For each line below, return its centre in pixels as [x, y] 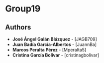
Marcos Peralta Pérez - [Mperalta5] [49, 50]
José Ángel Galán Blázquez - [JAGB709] [54, 39]
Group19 [23, 9]
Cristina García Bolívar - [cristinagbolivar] [56, 55]
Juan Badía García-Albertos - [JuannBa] [54, 44]
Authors [18, 27]
